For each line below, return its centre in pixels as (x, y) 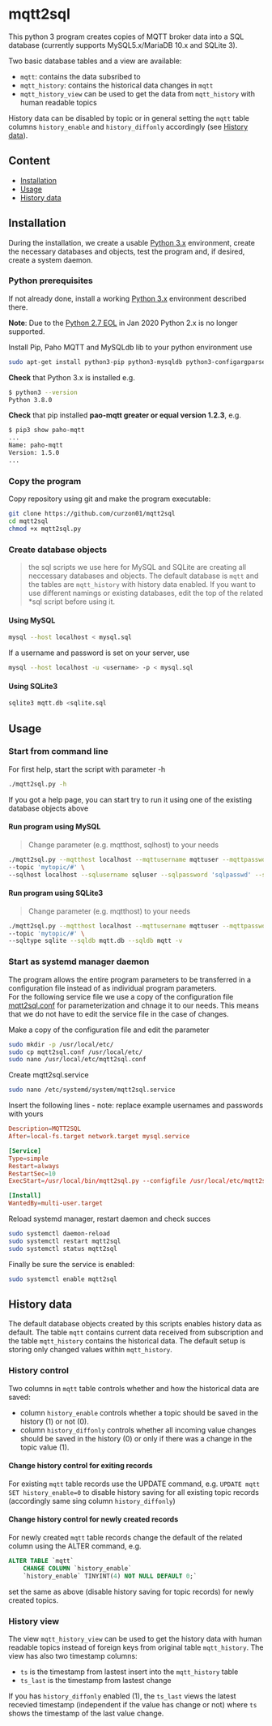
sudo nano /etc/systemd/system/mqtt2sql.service (92, 1090)
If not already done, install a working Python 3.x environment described (127, 298)
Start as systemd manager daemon (79, 962)
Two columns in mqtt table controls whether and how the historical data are (134, 1388)
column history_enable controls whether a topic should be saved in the (139, 1412)
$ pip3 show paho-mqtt (47, 430)
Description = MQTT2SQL (45, 1129)
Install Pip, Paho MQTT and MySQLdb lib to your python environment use (130, 347)
